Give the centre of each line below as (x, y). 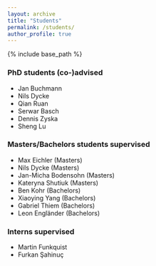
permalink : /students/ (41, 27)
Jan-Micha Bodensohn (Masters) (66, 175)
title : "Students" (35, 21)
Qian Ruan (33, 103)
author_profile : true (40, 34)
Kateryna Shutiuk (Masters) (58, 183)
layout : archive (31, 14)
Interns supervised (41, 231)
